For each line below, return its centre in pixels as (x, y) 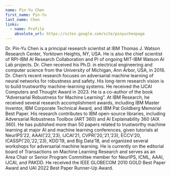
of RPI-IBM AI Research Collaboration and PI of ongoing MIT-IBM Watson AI (85, 59)
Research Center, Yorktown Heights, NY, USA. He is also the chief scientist (84, 54)
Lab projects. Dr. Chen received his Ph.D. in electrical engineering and (79, 65)
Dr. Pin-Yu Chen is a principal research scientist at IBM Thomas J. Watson (83, 48)
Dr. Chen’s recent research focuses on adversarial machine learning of (80, 75)
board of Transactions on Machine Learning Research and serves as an (80, 152)
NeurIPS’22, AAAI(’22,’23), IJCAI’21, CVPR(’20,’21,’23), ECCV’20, (73, 135)
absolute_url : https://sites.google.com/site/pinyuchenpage (80, 34)
